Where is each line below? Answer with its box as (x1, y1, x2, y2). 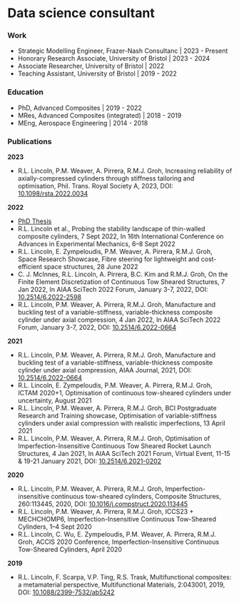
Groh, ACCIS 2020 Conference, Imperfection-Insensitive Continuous (17, 537, 220, 547)
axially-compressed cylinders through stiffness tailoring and (17, 174, 195, 183)
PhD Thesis (17, 217, 52, 226)
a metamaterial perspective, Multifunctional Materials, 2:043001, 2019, (17, 580, 225, 589)
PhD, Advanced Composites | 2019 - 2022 (17, 103, 143, 112)
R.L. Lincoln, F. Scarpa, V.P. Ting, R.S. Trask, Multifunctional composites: (17, 573, 232, 582)
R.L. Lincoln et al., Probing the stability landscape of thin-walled (17, 225, 205, 233)
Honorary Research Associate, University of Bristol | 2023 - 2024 (17, 54, 210, 63)
